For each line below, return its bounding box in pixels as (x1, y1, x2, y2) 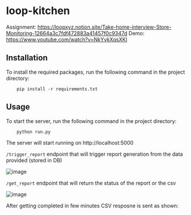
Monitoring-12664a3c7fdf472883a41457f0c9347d (6, 29, 127, 36)
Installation (6, 53, 48, 63)
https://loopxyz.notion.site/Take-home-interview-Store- (37, 23, 172, 30)
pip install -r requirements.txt (16, 86, 98, 92)
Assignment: (6, 23, 36, 30)
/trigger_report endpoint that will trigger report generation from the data (6, 151, 183, 158)
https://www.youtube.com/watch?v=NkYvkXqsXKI (6, 36, 127, 43)
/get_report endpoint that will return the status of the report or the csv (6, 179, 176, 186)
